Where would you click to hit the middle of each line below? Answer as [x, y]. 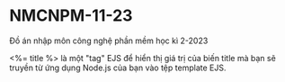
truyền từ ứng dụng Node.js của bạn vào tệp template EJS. [118, 68]
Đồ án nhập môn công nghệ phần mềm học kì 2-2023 [109, 41]
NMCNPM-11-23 [71, 16]
